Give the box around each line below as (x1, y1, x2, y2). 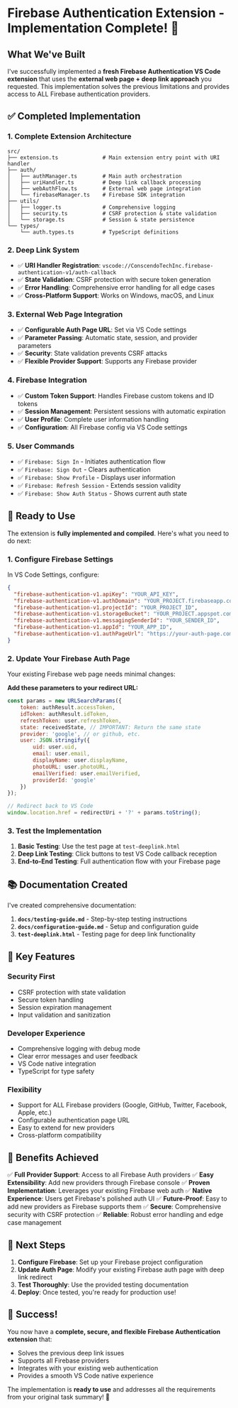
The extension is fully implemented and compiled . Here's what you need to (7, 529, 229, 537)
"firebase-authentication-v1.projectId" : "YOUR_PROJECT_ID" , (13, 604, 198, 611)
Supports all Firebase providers (17, 1356, 110, 1365)
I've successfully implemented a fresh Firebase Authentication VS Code (7, 67, 221, 75)
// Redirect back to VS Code (7, 802, 93, 810)
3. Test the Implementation (7, 826, 102, 836)
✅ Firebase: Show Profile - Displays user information (17, 473, 176, 481)
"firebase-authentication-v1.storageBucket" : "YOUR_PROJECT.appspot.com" (13, 611, 236, 618)
